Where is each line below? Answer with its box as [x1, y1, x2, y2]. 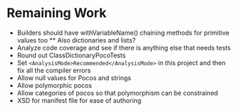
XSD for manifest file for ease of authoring [16, 96, 142, 104]
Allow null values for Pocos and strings [16, 73, 131, 82]
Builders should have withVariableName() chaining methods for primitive [16, 28, 229, 37]
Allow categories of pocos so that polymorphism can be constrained [16, 89, 219, 97]
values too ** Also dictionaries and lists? [16, 35, 136, 44]
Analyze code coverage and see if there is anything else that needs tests [16, 43, 231, 52]
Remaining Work [6, 5, 107, 21]
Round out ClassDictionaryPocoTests [16, 51, 126, 60]
